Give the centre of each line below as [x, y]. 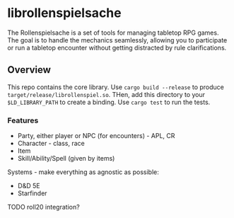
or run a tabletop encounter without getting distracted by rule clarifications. [117, 47]
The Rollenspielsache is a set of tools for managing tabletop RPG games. [113, 33]
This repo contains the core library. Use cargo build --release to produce [116, 87]
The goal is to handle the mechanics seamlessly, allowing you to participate [117, 40]
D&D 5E [29, 186]
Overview [29, 70]
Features [23, 120]
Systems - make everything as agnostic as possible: [83, 172]
